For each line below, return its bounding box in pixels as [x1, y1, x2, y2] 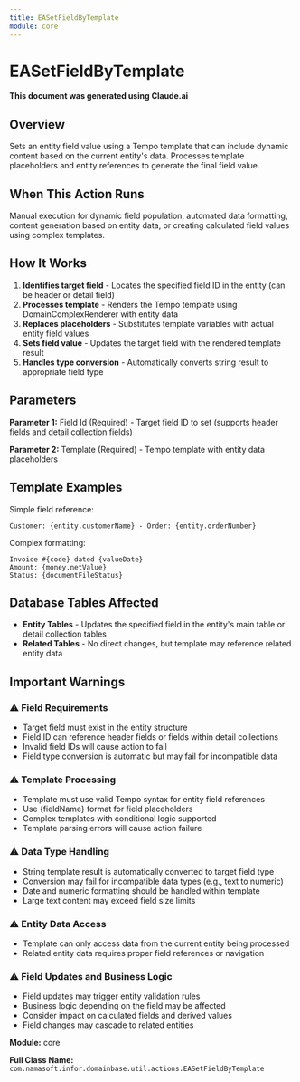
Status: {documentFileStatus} [9, 570, 124, 579]
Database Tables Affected [9, 595, 160, 610]
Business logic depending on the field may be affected [22, 1001, 226, 1011]
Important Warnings [9, 674, 126, 689]
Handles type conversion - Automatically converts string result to [22, 357, 269, 368]
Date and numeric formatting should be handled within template [22, 885, 260, 896]
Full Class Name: [9, 1055, 74, 1066]
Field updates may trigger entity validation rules [22, 991, 201, 1001]
